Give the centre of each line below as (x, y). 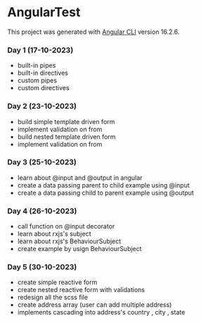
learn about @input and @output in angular (80, 178)
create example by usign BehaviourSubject (79, 249)
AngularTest (44, 12)
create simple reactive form (57, 282)
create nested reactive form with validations (81, 290)
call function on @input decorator (66, 226)
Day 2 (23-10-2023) (42, 106)
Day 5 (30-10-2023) (42, 267)
